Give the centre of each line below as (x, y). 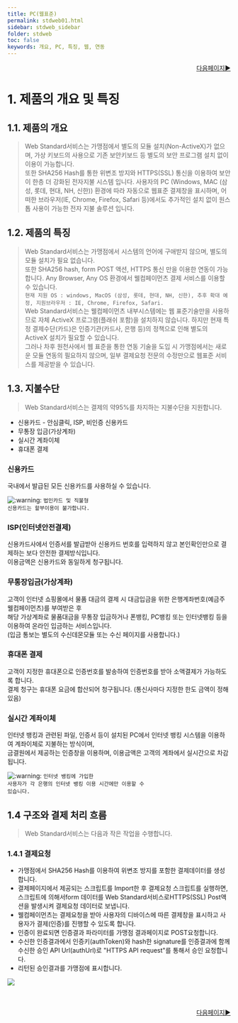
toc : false (23, 40)
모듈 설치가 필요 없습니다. (60, 260)
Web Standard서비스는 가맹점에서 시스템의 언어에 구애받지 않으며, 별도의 (126, 251)
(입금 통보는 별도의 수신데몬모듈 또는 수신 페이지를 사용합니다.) (94, 634)
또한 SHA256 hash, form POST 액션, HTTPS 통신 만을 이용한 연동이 (120, 269)
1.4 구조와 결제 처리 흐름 (57, 815)
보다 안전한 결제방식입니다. (63, 553)
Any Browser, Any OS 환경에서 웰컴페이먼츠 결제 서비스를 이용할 (135, 278)
